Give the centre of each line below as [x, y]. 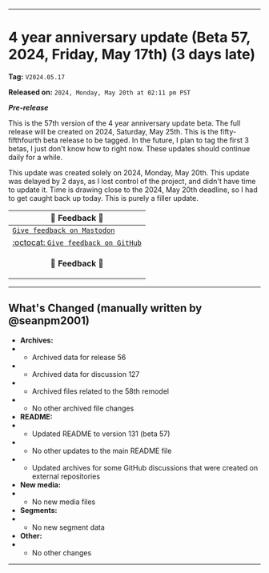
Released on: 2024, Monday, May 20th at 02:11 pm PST [100, 92]
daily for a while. [35, 157]
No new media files [64, 502]
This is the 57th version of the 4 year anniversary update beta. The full [124, 123]
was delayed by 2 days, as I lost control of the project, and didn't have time [132, 181]
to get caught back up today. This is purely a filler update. [103, 198]
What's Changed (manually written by [105, 309]
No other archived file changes [83, 408]
